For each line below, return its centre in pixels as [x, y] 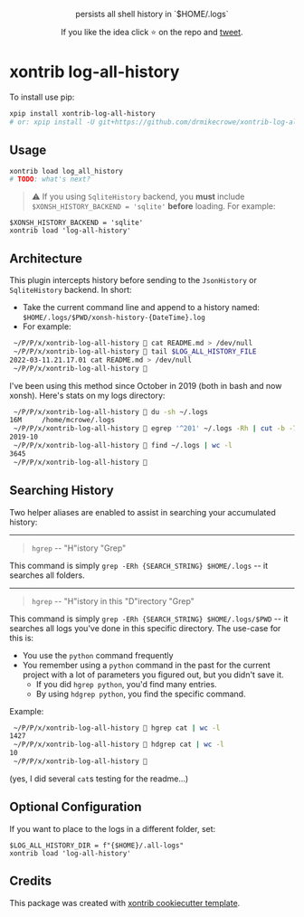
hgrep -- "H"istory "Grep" [79, 548]
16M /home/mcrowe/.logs [62, 421]
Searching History [62, 491]
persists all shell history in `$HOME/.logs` [152, 14]
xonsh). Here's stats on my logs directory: [87, 395]
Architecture [46, 258]
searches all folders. [47, 575]
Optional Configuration [76, 807]
